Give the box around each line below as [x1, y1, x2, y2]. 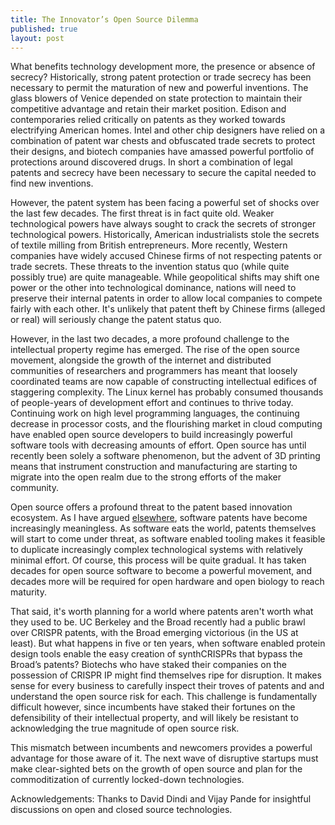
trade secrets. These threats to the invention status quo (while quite [10, 261, 290, 273]
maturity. [10, 586, 47, 598]
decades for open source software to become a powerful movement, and [10, 565, 312, 577]
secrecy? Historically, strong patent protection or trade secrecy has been [10, 71, 312, 83]
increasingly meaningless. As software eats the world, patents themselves [10, 522, 317, 535]
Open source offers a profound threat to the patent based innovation [10, 501, 293, 513]
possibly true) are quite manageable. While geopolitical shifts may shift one [10, 271, 320, 283]
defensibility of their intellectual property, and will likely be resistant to [10, 712, 299, 724]
